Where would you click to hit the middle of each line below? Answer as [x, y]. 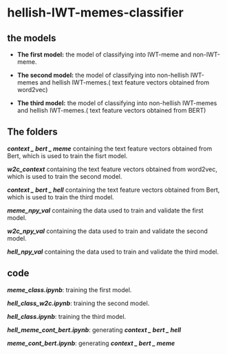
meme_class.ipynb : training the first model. [69, 289]
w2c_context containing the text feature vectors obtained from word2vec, [112, 169]
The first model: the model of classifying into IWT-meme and [104, 54]
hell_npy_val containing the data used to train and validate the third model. [113, 252]
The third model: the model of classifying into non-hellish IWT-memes [117, 103]
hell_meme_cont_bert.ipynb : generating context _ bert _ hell [94, 330]
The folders [33, 132]
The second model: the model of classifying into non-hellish [103, 75]
